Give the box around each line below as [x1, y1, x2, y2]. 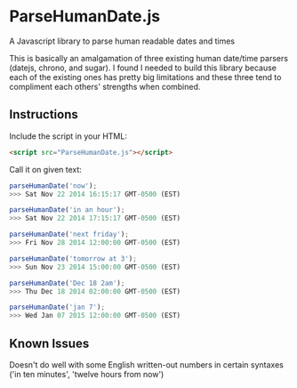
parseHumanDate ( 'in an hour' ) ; [9, 206, 125, 214]
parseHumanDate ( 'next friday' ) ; [9, 230, 129, 239]
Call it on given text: [9, 164, 83, 174]
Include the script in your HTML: [9, 131, 127, 141]
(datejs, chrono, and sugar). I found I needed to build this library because [9, 62, 277, 73]
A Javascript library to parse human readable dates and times [9, 36, 236, 46]
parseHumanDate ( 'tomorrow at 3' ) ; [9, 254, 138, 263]
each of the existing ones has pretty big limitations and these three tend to [9, 71, 282, 82]
